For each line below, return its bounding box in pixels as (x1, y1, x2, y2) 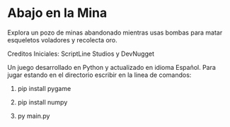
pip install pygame (17, 84, 71, 92)
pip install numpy (17, 97, 68, 107)
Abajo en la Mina (7, 5, 108, 21)
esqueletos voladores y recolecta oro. (7, 35, 118, 44)
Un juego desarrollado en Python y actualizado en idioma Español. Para (7, 63, 216, 71)
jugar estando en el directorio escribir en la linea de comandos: (7, 71, 192, 79)
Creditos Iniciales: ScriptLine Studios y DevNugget (7, 49, 154, 58)
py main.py (17, 111, 50, 120)
